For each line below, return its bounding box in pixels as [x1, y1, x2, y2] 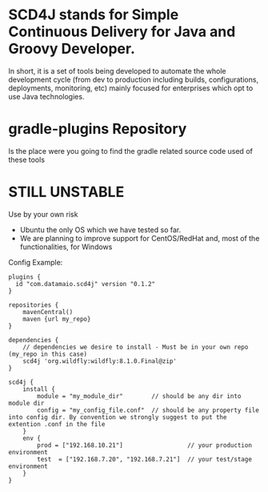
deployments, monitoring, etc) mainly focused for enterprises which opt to [8, 83, 254, 93]
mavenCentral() [22, 308, 74, 316]
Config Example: [8, 257, 63, 267]
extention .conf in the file [8, 420, 106, 428]
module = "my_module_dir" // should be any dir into [37, 392, 242, 400]
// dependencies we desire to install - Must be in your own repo [22, 343, 249, 351]
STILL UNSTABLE [8, 183, 125, 201]
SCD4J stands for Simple [8, 6, 179, 24]
